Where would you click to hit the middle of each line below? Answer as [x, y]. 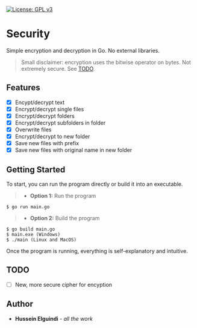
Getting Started [36, 169]
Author [20, 304]
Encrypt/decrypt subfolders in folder [60, 123]
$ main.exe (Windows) [33, 235]
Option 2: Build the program [65, 218]
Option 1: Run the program [63, 196]
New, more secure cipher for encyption [64, 284]
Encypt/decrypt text [40, 102]
